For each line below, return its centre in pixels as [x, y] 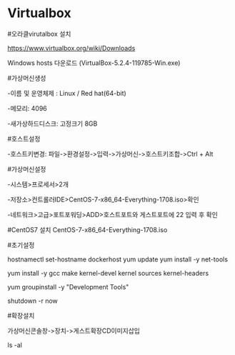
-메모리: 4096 [27, 108]
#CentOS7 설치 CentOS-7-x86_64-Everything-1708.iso [87, 229]
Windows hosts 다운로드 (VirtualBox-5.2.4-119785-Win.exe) [94, 63]
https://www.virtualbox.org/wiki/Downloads [71, 48]
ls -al [15, 345]
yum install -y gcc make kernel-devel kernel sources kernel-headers [108, 273]
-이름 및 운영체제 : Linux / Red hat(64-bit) [67, 93]
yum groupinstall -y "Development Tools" [68, 286]
